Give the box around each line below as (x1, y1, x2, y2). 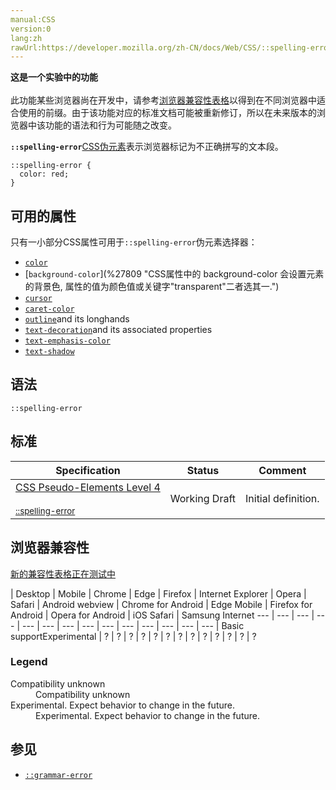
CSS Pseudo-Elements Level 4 (15, 480, 161, 494)
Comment (258, 463, 307, 477)
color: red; (19, 169, 70, 180)
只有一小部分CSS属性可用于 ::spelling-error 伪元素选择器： (10, 236, 258, 248)
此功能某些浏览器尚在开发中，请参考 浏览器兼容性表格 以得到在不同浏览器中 (10, 94, 317, 106)
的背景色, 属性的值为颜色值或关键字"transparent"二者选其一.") (24, 281, 280, 293)
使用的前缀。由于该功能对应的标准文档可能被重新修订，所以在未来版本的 (18, 107, 317, 119)
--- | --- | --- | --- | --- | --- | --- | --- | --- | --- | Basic (21, 619, 245, 631)
